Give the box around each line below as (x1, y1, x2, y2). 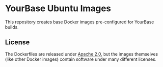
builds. (5, 24, 19, 30)
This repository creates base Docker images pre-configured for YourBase (5, 19, 154, 25)
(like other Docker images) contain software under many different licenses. (5, 56, 157, 62)
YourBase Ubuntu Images (5, 3, 111, 14)
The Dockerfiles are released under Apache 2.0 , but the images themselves (5, 51, 158, 57)
